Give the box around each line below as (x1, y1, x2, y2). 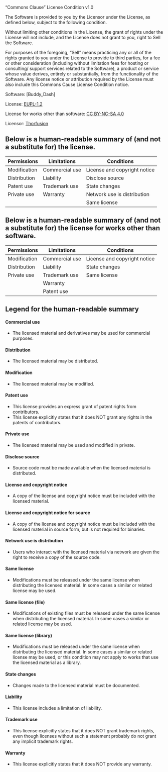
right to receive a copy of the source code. (12, 554, 101, 560)
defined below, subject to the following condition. (5, 20, 107, 25)
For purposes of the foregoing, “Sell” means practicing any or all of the (5, 50, 152, 55)
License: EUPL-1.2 (5, 101, 43, 107)
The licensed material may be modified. (12, 380, 94, 387)
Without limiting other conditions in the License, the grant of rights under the (5, 29, 163, 35)
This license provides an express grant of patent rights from (12, 403, 136, 409)
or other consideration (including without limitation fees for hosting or (5, 60, 149, 66)
